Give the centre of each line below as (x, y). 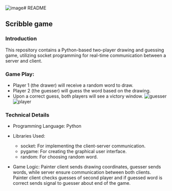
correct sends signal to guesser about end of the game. (72, 183)
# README (35, 8)
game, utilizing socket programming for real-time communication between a (86, 55)
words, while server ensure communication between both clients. (82, 173)
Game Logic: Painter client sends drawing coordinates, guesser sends (87, 167)
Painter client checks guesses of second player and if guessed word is (88, 178)
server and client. (24, 61)
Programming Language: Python (47, 126)
